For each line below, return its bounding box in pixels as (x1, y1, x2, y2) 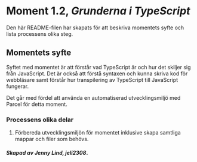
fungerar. (6, 82, 29, 90)
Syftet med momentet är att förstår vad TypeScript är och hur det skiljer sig (6, 63, 191, 71)
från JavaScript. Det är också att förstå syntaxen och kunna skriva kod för (6, 70, 188, 77)
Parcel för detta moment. (6, 100, 67, 108)
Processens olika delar (6, 115, 73, 124)
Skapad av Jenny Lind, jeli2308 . (6, 149, 88, 156)
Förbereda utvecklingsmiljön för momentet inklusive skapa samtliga (14, 129, 181, 136)
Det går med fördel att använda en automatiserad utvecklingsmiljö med (6, 94, 181, 101)
